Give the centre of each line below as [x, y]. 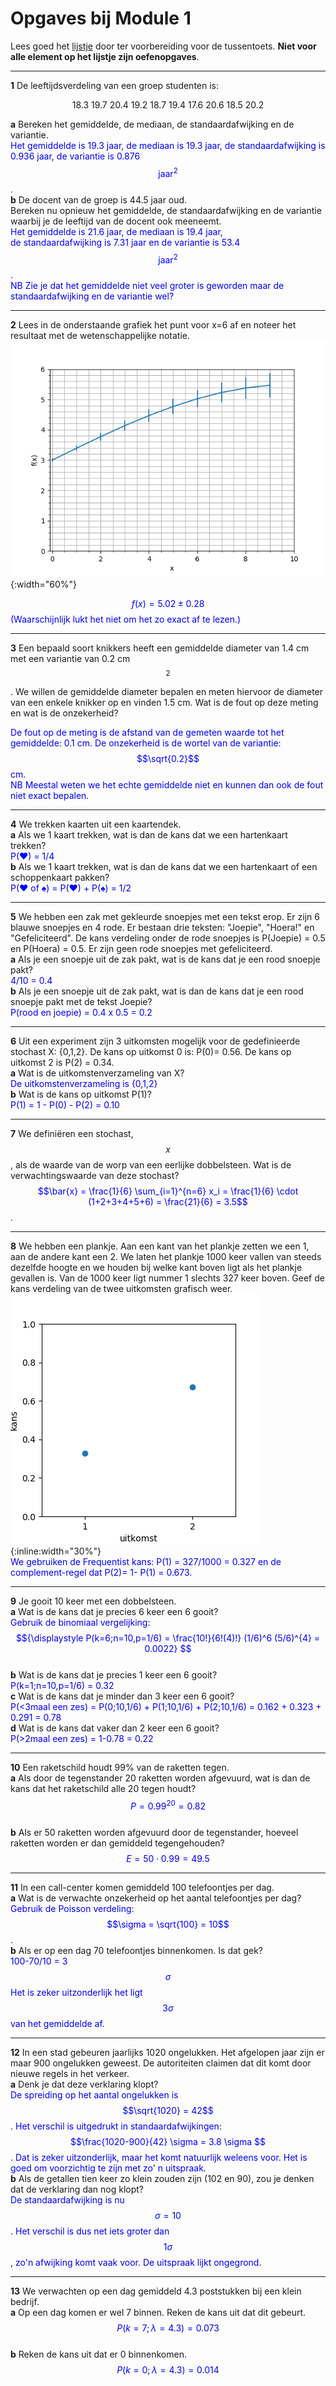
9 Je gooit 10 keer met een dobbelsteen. [93, 1601]
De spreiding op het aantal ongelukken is [94, 2094]
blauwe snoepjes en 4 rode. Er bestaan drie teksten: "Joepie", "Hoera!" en [162, 927]
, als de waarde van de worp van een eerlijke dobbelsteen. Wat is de [151, 1164]
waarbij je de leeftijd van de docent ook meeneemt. [116, 221]
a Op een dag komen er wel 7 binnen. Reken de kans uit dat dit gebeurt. [158, 2312]
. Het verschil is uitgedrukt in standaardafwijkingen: [116, 2126]
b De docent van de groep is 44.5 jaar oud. [99, 199]
